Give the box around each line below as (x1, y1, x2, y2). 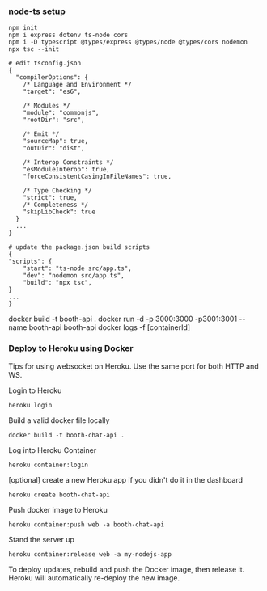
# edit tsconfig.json (8, 59, 82, 68)
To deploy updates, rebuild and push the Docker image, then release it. (8, 564, 245, 574)
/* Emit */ (23, 130, 60, 138)
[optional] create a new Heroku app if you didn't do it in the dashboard (8, 475, 244, 484)
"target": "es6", (23, 87, 82, 96)
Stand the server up (8, 534, 75, 544)
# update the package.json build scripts (8, 243, 150, 251)
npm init (8, 24, 38, 32)
